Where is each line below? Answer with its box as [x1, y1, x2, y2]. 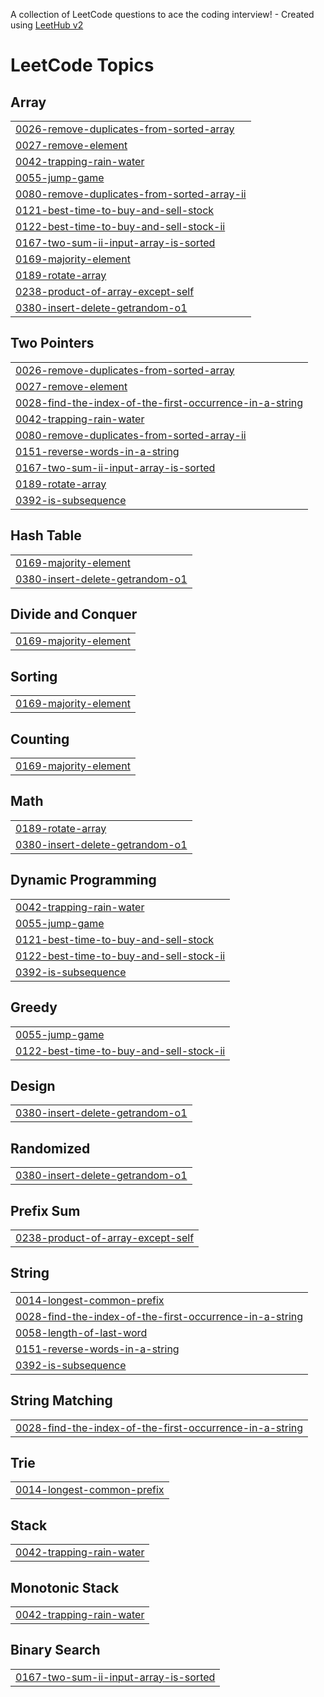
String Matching [10, 1392, 113, 1409]
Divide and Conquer [10, 606, 138, 623]
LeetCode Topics [10, 54, 155, 77]
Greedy [10, 999, 58, 1016]
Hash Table [10, 527, 82, 544]
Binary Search [10, 1642, 101, 1659]
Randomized [10, 1140, 91, 1157]
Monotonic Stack [10, 1579, 120, 1596]
